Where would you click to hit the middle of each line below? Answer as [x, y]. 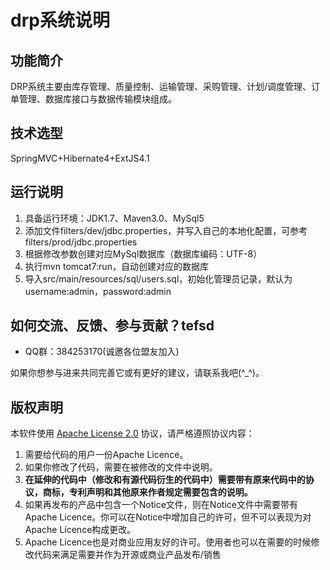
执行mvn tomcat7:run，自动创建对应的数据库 [116, 266]
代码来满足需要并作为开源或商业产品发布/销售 [127, 555]
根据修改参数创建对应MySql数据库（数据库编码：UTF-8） [143, 253]
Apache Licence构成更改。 [80, 530]
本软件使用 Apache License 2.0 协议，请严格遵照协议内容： [132, 433]
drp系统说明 [60, 20]
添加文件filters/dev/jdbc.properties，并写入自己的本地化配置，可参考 [166, 230]
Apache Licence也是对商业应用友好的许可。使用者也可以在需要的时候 [168, 542]
